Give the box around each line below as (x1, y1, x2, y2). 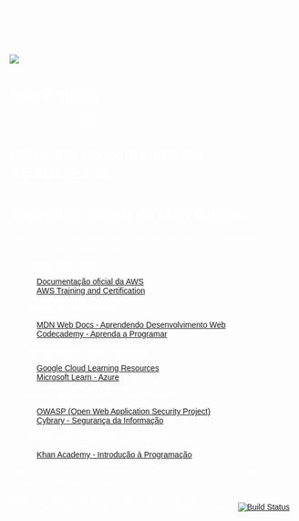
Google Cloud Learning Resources (36, 363, 160, 373)
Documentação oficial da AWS (36, 277, 144, 287)
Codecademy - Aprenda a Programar (36, 329, 168, 340)
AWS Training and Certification (36, 286, 146, 296)
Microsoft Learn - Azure (36, 373, 120, 383)
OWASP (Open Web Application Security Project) (36, 406, 211, 417)
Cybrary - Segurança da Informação (36, 415, 164, 426)
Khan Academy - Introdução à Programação (36, 450, 192, 460)
